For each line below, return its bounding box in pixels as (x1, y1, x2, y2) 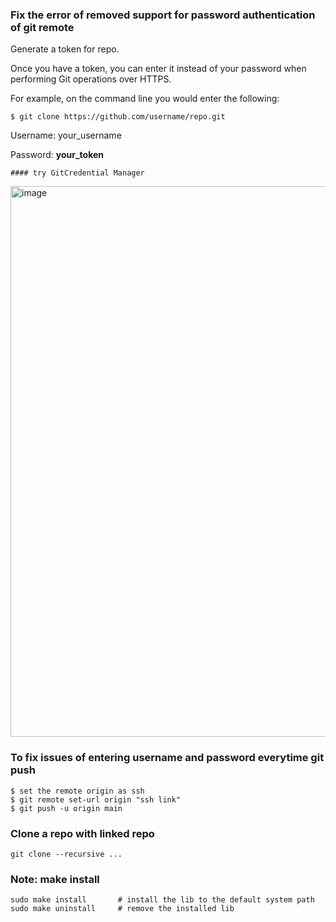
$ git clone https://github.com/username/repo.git (10, 112, 226, 122)
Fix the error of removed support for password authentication (10, 8, 316, 22)
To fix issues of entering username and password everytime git (10, 751, 325, 765)
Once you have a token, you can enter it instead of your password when (10, 63, 307, 75)
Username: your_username (10, 129, 122, 142)
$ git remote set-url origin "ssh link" (10, 794, 182, 805)
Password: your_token (10, 149, 105, 161)
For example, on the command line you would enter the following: (10, 93, 280, 105)
